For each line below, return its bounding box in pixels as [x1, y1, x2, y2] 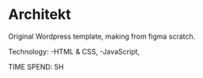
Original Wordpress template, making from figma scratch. [8, 32, 196, 41]
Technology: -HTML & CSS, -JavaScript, [8, 46, 140, 56]
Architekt [8, 6, 71, 24]
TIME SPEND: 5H [8, 61, 64, 72]
